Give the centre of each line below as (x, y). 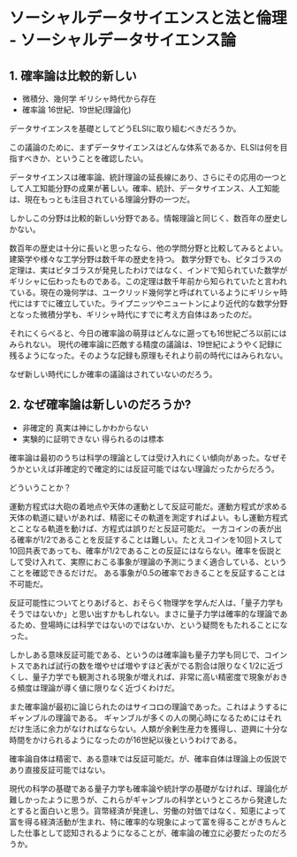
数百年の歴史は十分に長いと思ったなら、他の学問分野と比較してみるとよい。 (148, 248)
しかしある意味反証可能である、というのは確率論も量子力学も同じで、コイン (148, 654)
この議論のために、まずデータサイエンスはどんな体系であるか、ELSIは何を (145, 147)
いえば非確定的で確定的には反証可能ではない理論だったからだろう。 (156, 468)
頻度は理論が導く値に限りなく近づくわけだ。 (98, 688)
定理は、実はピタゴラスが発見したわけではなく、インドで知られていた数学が (148, 270)
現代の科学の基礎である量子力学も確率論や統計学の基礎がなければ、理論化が (148, 788)
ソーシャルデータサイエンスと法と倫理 (148, 18)
